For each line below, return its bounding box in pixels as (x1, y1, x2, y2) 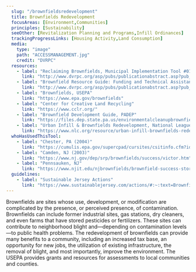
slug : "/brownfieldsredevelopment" (11, 8, 98, 15)
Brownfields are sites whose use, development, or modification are (6, 198, 167, 205)
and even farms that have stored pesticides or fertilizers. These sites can (6, 217, 181, 224)
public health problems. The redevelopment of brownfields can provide (17, 229, 188, 236)
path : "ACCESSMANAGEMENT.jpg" (16, 52, 90, 58)
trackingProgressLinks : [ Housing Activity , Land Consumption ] (11, 36, 163, 41)
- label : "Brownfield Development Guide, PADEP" (16, 111, 137, 117)
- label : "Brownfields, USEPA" (16, 90, 93, 96)
